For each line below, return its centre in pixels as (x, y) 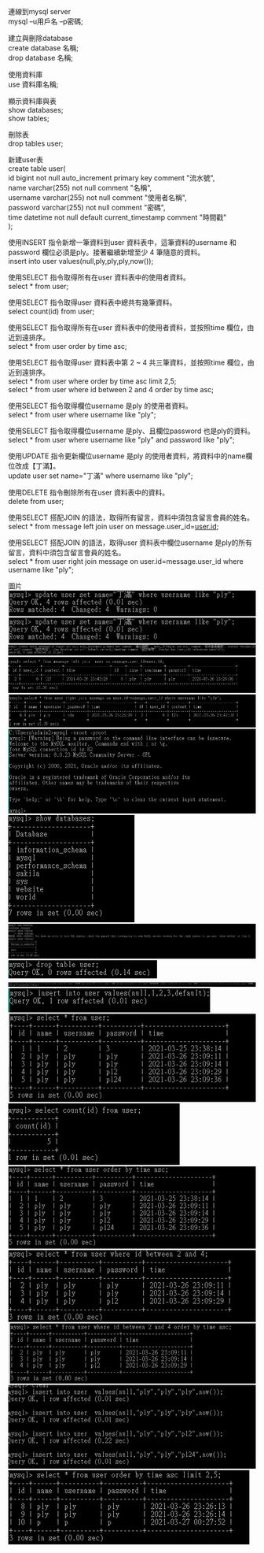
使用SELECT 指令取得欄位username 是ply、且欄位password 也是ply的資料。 (132, 431)
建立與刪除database (40, 38)
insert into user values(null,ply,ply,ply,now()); (81, 261)
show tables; (29, 118)
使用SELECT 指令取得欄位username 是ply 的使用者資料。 (100, 406)
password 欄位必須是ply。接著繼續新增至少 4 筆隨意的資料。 (106, 252)
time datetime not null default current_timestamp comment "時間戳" (117, 217)
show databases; (36, 110)
